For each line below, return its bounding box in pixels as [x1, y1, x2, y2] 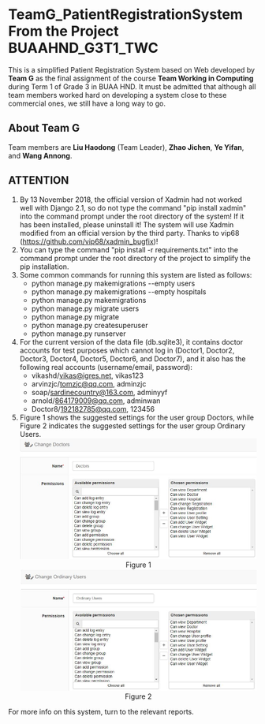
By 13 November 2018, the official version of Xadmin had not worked [19, 195, 243, 204]
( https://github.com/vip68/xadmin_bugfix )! [19, 237, 159, 246]
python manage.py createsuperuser [31, 320, 148, 330]
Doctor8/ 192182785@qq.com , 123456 [31, 404, 155, 413]
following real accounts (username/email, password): [19, 362, 193, 371]
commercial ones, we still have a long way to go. [8, 99, 166, 108]
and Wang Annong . [8, 151, 73, 160]
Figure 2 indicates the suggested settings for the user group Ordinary [19, 420, 246, 431]
